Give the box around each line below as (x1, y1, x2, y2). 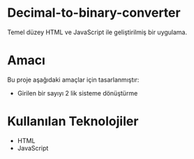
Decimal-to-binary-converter (7, 5, 181, 21)
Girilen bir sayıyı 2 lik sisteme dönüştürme (17, 89, 138, 97)
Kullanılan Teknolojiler (7, 114, 139, 130)
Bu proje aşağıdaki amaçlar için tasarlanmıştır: (7, 75, 140, 84)
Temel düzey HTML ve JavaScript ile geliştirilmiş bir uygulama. (7, 28, 188, 36)
